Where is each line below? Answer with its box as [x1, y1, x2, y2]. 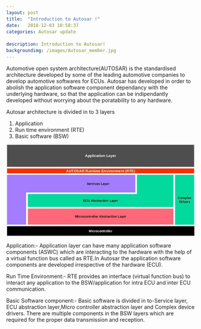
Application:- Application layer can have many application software [6, 242, 172, 249]
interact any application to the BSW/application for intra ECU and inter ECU [6, 279, 191, 286]
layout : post [6, 10, 39, 16]
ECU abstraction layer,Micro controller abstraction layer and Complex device [6, 303, 195, 310]
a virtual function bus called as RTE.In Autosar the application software [6, 255, 181, 262]
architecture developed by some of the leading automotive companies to [6, 71, 185, 78]
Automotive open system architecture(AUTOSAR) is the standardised [6, 65, 176, 72]
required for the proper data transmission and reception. [6, 316, 145, 323]
